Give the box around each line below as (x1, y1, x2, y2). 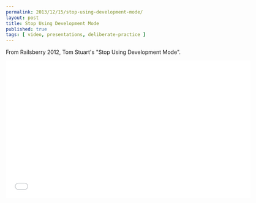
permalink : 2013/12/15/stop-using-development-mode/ (6, 9, 143, 15)
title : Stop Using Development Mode (6, 20, 99, 26)
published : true (6, 26, 47, 32)
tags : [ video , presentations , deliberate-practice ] (6, 32, 146, 38)
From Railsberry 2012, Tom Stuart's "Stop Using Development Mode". (6, 48, 181, 56)
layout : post (6, 15, 39, 21)
